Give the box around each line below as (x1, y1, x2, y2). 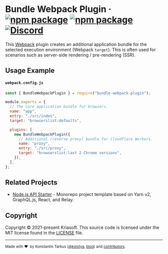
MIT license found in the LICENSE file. (5, 230, 83, 236)
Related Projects (5, 178, 57, 187)
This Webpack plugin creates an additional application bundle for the (5, 41, 147, 47)
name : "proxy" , (18, 141, 50, 146)
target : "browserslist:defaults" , (9, 118, 81, 123)
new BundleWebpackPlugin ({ (14, 131, 70, 137)
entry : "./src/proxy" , (18, 146, 66, 151)
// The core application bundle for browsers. (9, 104, 108, 109)
